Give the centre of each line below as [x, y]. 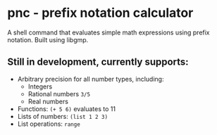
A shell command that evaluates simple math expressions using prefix [108, 32]
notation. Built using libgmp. [48, 39]
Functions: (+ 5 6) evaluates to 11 [67, 109]
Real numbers [48, 101]
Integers [40, 86]
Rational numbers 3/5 [59, 94]
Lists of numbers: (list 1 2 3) [62, 116]
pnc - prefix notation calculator [100, 13]
